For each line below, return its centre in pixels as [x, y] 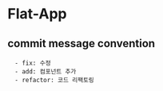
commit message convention [81, 44]
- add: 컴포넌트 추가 [46, 72]
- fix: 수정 [33, 63]
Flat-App [37, 14]
